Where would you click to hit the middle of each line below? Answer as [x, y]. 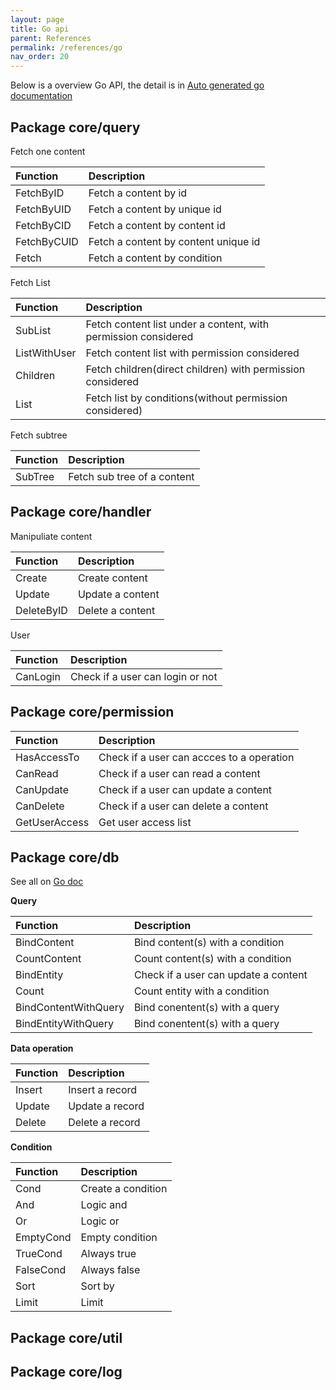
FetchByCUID [47, 241]
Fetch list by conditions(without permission [186, 398]
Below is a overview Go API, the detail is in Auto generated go [137, 85]
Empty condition [119, 1238]
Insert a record [103, 1090]
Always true [108, 1254]
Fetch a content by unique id [155, 209]
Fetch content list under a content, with [177, 324]
